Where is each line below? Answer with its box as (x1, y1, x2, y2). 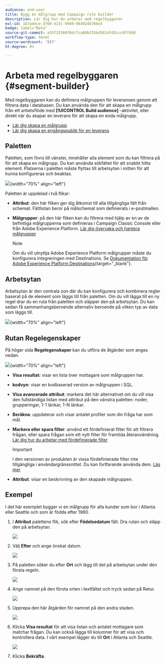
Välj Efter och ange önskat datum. (12, 542, 82, 548)
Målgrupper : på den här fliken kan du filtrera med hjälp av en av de (12, 215, 150, 221)
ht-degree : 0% (5, 44, 35, 49)
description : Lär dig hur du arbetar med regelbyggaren (5, 16, 123, 21)
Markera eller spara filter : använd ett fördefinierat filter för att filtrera (12, 426, 153, 432)
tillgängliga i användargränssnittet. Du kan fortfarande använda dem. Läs (12, 462, 161, 467)
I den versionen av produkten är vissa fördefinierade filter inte (12, 456, 138, 462)
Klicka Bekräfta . (12, 653, 45, 659)
